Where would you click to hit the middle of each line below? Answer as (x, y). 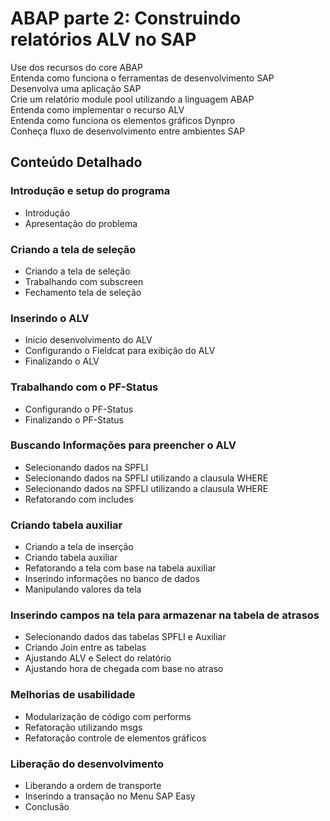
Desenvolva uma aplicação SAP (76, 88)
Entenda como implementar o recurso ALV (97, 109)
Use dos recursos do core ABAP (76, 67)
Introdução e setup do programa (90, 191)
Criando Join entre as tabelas (85, 648)
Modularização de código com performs (108, 716)
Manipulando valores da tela (83, 589)
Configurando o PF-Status (79, 409)
